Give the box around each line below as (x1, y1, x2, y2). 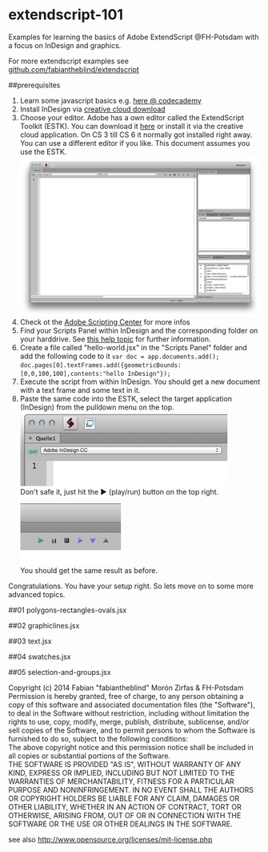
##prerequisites (8, 80, 61, 90)
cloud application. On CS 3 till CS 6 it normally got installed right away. (19, 130, 253, 139)
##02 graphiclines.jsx (8, 620, 80, 630)
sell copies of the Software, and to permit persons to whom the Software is (8, 725, 256, 735)
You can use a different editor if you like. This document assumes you (19, 138, 250, 147)
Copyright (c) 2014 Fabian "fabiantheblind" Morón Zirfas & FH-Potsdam (8, 683, 244, 693)
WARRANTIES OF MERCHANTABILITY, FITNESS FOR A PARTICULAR (8, 776, 234, 786)
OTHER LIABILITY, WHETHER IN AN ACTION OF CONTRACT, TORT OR (8, 802, 242, 811)
